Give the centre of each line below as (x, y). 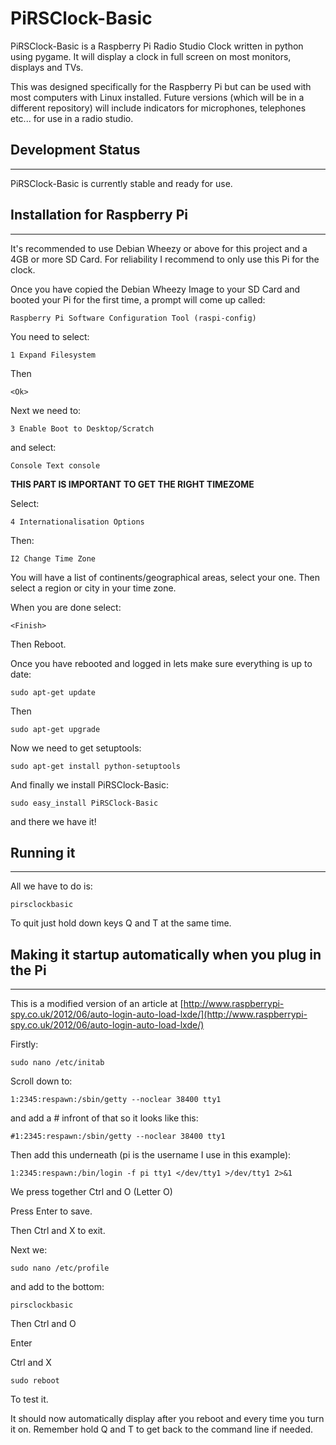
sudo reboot (35, 1381)
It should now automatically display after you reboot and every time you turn (167, 1419)
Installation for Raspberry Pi (99, 215)
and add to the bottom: (57, 1287)
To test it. (29, 1399)
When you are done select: (66, 607)
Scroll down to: (41, 1081)
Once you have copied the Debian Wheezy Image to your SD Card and (155, 289)
